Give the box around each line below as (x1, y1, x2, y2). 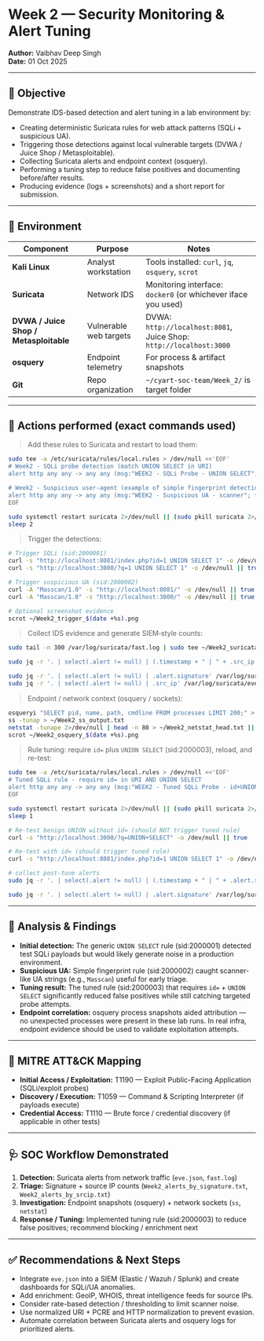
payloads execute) (19, 1100, 80, 1110)
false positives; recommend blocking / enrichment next (19, 1223, 199, 1233)
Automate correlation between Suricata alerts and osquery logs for (19, 1316, 236, 1325)
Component (23, 243, 69, 254)
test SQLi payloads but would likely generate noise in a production (19, 949, 234, 958)
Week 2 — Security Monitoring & (8, 6, 225, 24)
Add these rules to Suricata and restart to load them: (27, 440, 198, 450)
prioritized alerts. (19, 1324, 75, 1333)
